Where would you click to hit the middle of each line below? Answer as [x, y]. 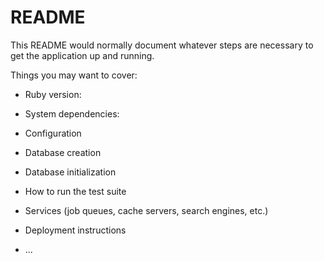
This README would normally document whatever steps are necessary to [162, 45]
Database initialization [70, 172]
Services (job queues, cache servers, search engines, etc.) [146, 210]
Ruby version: [53, 94]
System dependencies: [72, 113]
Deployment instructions [75, 230]
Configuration [53, 133]
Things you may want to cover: [74, 75]
